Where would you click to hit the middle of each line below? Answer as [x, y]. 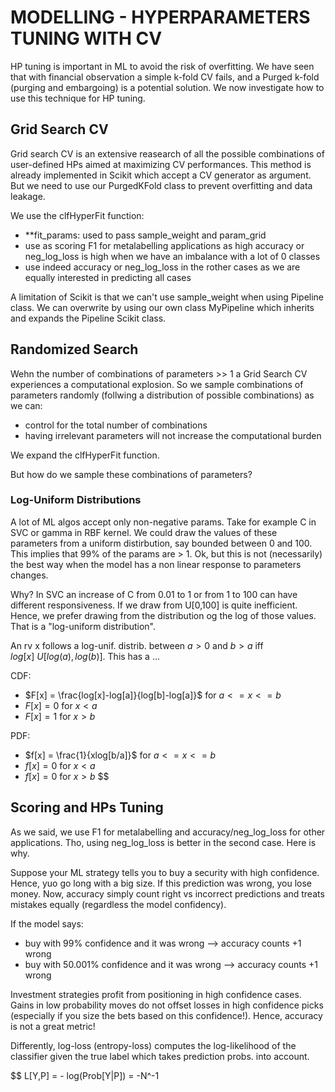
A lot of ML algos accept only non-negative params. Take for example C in [163, 522]
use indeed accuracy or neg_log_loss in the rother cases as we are [162, 267]
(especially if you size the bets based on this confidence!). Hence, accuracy [166, 1015]
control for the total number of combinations [116, 425]
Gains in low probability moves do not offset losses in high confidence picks [167, 1005]
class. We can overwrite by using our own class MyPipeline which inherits [162, 307]
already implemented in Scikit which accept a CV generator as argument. [161, 175]
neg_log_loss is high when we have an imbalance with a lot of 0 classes [172, 256]
